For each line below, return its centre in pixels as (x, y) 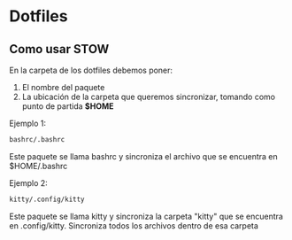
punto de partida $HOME (68, 106)
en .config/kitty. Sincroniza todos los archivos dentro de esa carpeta (134, 225)
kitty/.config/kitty (47, 199)
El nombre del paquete (63, 87)
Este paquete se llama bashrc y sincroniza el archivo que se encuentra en (144, 156)
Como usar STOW (59, 49)
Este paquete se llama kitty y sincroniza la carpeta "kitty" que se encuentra (146, 216)
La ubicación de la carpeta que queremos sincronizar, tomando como (149, 97)
